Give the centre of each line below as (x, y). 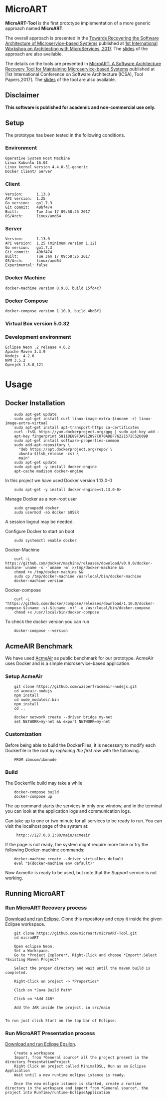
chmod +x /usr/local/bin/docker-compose (57, 612)
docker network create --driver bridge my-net (63, 717)
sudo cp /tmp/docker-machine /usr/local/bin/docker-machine (78, 576)
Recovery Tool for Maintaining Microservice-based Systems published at (80, 69)
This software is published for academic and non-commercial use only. (81, 107)
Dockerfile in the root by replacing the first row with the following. (73, 750)
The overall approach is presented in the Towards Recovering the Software (82, 38)
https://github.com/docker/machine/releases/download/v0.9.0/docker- (79, 563)
